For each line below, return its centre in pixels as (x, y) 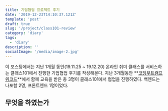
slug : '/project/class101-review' (41, 28)
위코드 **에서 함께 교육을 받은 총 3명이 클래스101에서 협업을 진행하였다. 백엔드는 (82, 79)
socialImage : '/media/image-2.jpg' (42, 51)
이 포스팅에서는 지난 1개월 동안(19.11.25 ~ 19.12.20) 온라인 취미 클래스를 (75, 66)
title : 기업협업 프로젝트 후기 (32, 10)
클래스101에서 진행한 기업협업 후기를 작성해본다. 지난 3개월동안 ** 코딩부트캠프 (86, 72)
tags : (11, 38)
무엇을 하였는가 (27, 102)
